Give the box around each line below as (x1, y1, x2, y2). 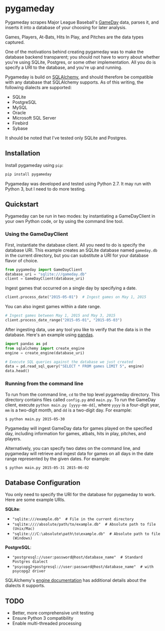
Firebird (12, 120, 29, 126)
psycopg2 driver (12, 569, 46, 574)
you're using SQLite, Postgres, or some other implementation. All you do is (5, 59, 156, 65)
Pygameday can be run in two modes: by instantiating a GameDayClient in (5, 213, 156, 219)
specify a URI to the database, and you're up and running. (5, 64, 123, 70)
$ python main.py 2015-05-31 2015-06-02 (5, 465, 90, 470)
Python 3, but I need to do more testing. (5, 186, 86, 192)
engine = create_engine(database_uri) (5, 350, 85, 355)
